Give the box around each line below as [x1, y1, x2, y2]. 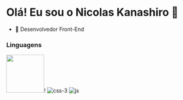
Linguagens [6, 41, 42, 49]
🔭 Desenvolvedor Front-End [14, 25, 85, 33]
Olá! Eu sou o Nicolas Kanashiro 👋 [6, 5, 179, 19]
